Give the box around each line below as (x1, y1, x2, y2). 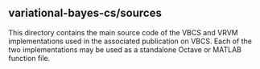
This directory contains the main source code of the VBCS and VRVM (8, 27, 239, 37)
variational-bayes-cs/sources (8, 6, 163, 20)
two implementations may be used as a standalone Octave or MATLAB (8, 44, 241, 55)
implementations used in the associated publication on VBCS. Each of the (8, 36, 252, 46)
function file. (8, 53, 51, 63)
